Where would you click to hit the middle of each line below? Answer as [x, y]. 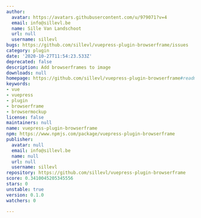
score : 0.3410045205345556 [40, 179]
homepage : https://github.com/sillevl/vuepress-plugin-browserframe [93, 78]
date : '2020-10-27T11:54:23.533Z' [49, 56]
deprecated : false [29, 62]
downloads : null [26, 73]
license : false [25, 117]
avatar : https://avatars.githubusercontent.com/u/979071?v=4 [89, 17]
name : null [25, 156]
